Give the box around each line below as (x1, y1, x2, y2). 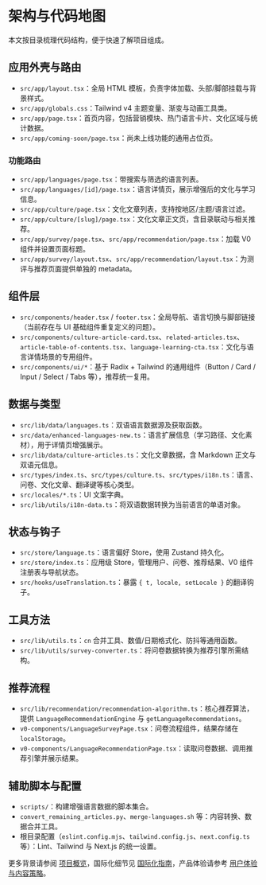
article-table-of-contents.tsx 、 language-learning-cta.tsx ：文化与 (19, 341, 248, 351)
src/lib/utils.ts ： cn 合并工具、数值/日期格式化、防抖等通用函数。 (19, 636, 242, 645)
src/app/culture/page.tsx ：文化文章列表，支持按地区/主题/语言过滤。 (19, 205, 250, 214)
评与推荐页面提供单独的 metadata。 (19, 264, 137, 274)
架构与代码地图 (8, 7, 106, 25)
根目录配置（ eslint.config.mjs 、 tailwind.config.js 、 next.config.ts (19, 831, 250, 840)
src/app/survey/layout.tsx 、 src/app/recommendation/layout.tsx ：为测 (19, 254, 255, 263)
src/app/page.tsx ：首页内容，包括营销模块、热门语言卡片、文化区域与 (19, 113, 252, 123)
